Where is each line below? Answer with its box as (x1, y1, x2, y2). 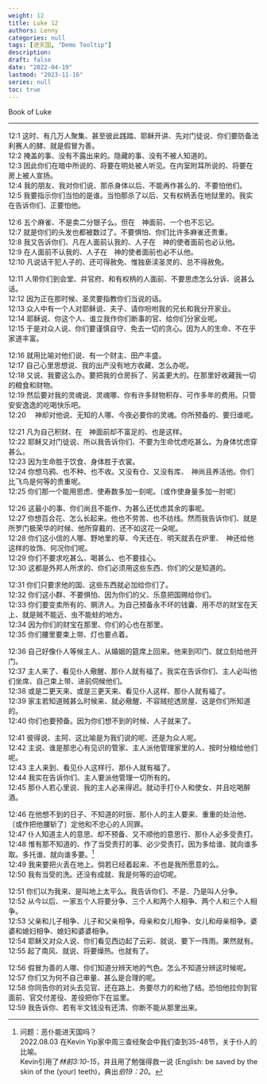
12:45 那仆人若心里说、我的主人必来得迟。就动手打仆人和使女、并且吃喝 (8, 783, 244, 792)
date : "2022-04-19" (8, 64, 73, 72)
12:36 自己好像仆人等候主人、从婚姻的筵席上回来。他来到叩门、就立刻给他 (8, 647, 251, 656)
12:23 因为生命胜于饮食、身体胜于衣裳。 (8, 457, 140, 467)
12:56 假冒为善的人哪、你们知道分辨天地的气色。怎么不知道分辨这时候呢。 (8, 963, 251, 973)
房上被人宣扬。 (8, 171, 57, 180)
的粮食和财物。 (8, 381, 57, 390)
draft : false (8, 56, 52, 64)
